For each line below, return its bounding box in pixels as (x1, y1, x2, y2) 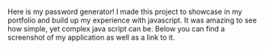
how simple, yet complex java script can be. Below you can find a (7, 24, 225, 33)
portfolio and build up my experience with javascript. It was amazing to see (7, 15, 258, 25)
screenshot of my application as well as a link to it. (7, 32, 175, 42)
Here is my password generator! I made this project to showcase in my (7, 7, 243, 16)
